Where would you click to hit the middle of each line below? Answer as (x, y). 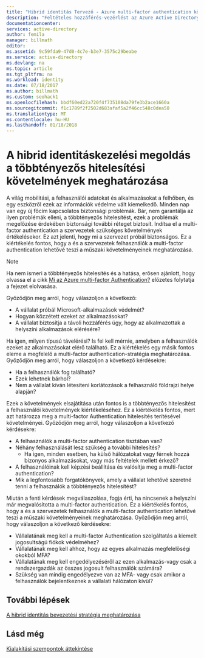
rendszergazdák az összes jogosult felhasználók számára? (89, 568)
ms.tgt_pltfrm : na (29, 74)
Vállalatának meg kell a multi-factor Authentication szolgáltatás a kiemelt (106, 536)
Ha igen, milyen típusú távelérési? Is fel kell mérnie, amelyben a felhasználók (102, 341)
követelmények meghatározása (87, 181)
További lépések (38, 600)
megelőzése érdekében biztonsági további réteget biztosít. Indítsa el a (94, 224)
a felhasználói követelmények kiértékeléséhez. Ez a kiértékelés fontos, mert (101, 410)
